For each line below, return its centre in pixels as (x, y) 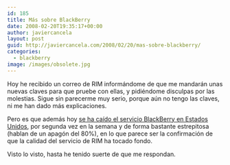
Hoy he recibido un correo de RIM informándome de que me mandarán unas (115, 84)
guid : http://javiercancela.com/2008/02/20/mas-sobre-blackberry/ (104, 45)
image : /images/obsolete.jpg (49, 64)
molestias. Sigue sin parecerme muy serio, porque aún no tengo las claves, (113, 98)
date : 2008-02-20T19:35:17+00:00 (55, 26)
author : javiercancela (39, 33)
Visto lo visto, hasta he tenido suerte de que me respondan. (92, 154)
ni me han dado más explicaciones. (57, 105)
